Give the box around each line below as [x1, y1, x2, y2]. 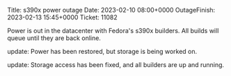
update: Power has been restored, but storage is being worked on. [7, 48, 198, 55]
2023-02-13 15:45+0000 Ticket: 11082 [7, 13, 118, 21]
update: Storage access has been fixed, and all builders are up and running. [7, 61, 225, 68]
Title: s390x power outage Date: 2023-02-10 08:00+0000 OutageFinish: [7, 6, 216, 14]
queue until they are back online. [7, 34, 101, 42]
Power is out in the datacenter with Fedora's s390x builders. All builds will [7, 27, 219, 35]
